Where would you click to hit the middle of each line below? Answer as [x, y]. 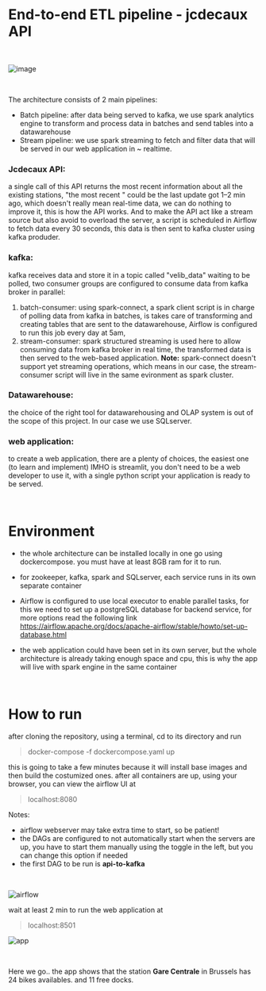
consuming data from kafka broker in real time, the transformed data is [135, 349]
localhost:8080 [52, 799]
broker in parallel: [37, 292]
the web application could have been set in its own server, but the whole [138, 650]
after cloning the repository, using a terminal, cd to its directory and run [125, 736]
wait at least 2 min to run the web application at [86, 910]
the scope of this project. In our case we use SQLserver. [100, 421]
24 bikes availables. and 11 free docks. [71, 980]
